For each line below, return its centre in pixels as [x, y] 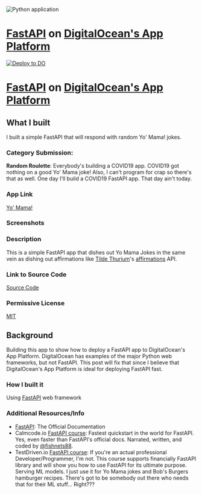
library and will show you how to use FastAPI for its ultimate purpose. [101, 465]
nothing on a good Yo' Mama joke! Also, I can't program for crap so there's [99, 173]
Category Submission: [40, 153]
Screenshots [25, 223]
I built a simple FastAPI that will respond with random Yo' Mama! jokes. [94, 137]
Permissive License [36, 303]
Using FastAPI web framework [44, 397]
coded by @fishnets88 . [44, 446]
